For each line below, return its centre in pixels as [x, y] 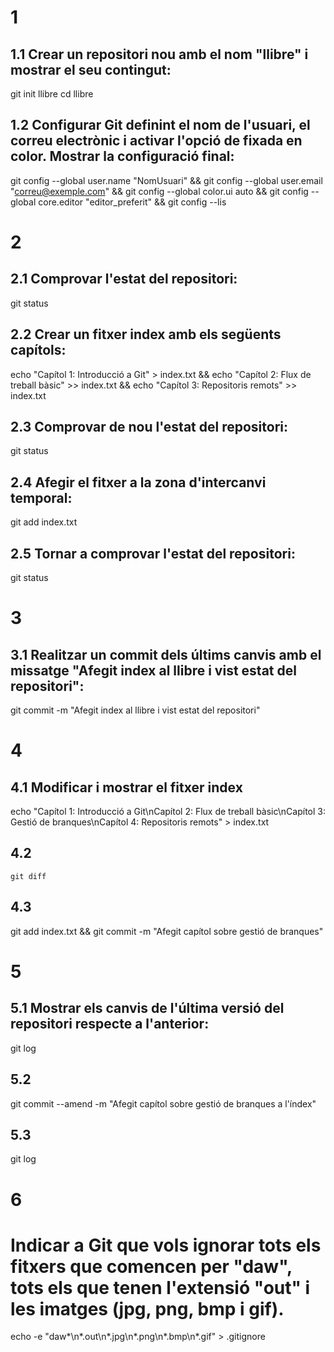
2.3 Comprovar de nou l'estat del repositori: [149, 427]
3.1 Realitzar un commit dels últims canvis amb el [166, 654]
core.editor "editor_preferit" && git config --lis [132, 202]
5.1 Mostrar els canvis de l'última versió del [147, 1008]
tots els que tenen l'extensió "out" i [160, 1287]
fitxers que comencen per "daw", [151, 1266]
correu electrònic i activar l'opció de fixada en [156, 141]
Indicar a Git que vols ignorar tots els [166, 1245]
